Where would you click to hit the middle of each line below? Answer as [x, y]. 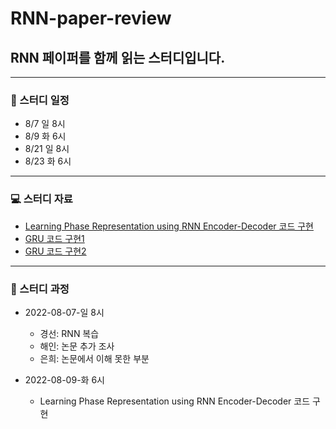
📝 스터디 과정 [40, 289]
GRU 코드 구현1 [54, 238]
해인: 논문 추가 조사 [77, 346]
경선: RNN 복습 [69, 333]
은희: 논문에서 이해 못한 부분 [94, 358]
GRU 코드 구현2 [55, 251]
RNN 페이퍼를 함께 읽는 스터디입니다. [118, 57]
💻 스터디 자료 [41, 199]
